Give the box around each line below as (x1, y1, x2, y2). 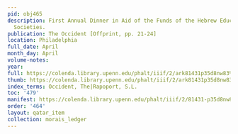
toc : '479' (7, 89, 40, 96)
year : (7, 63, 23, 70)
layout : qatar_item (7, 109, 65, 116)
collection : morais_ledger (7, 116, 87, 123)
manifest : (7, 96, 37, 104)
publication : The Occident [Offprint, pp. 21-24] (7, 30, 157, 38)
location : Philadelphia (7, 37, 78, 44)
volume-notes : (7, 57, 50, 64)
